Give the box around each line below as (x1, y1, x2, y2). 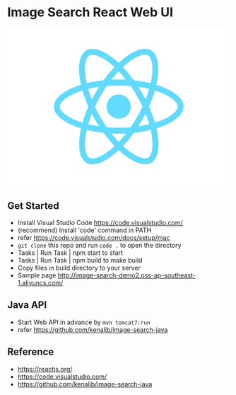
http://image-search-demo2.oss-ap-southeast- (57, 271, 196, 280)
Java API (7, 299, 47, 311)
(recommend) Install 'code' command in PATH (17, 226, 152, 234)
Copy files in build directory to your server (17, 263, 141, 273)
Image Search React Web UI (7, 4, 174, 21)
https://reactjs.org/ (17, 365, 73, 373)
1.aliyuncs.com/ (17, 279, 64, 287)
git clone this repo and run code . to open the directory (17, 241, 182, 250)
